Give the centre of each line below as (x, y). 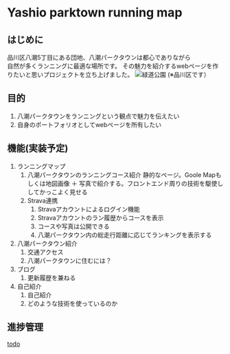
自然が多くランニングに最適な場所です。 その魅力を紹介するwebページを (110, 66)
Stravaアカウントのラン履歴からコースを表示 (101, 217)
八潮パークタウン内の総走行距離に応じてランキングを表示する (125, 235)
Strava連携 (43, 200)
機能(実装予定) (38, 149)
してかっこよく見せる (57, 192)
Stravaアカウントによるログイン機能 (89, 209)
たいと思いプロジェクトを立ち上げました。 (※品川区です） (111, 74)
